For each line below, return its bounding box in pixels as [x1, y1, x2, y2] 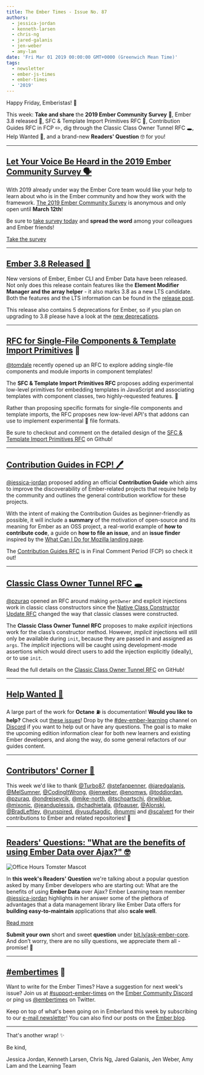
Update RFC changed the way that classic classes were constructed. [6, 610, 178, 618]
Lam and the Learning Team [6, 1062, 76, 1070]
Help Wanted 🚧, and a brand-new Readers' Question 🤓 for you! [6, 133, 166, 140]
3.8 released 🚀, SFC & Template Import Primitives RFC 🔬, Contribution [6, 117, 180, 125]
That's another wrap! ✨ [6, 1032, 65, 1039]
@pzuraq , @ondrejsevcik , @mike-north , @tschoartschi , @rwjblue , [6, 795, 172, 802]
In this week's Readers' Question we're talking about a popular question [6, 875, 189, 882]
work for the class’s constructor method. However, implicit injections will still [6, 629, 197, 636]
